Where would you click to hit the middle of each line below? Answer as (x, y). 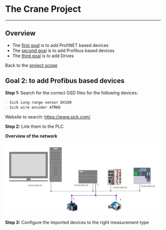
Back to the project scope (31, 65)
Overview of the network (31, 136)
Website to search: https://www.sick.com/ (48, 117)
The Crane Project (43, 9)
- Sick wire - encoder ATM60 (33, 108)
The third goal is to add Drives (43, 56)
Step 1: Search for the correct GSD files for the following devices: (72, 93)
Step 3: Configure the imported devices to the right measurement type (77, 222)
